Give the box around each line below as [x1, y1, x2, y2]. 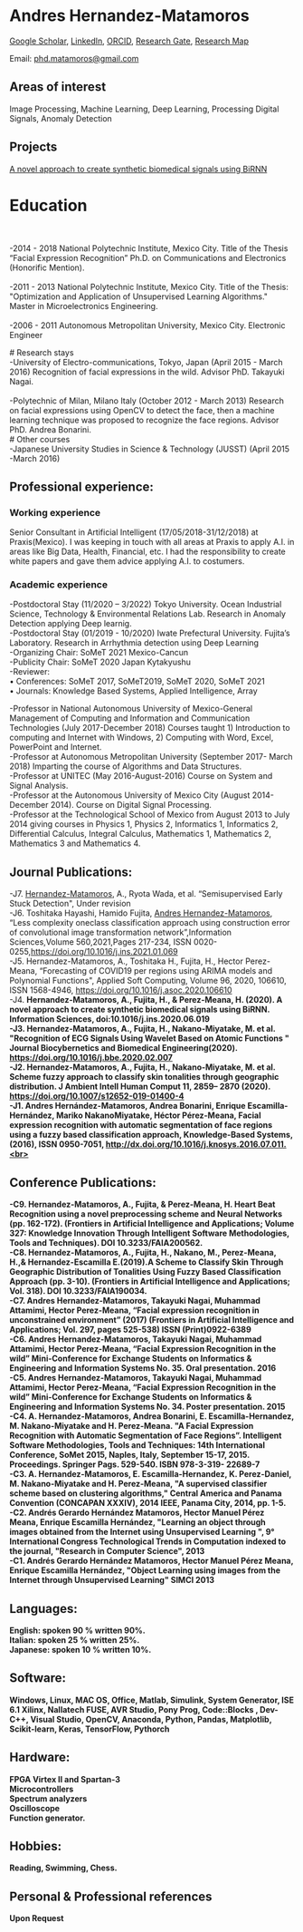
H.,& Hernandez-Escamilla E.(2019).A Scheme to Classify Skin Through [9, 1257, 284, 1267]
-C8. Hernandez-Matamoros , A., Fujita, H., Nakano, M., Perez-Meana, [9, 1248, 277, 1258]
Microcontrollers [9, 1783, 74, 1794]
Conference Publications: [9, 1175, 156, 1190]
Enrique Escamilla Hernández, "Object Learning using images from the [9, 1565, 281, 1576]
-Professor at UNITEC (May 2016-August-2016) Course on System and [9, 771, 273, 782]
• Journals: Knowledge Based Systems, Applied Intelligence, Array [9, 685, 258, 696]
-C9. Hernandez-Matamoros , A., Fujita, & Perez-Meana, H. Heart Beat [9, 1199, 276, 1210]
